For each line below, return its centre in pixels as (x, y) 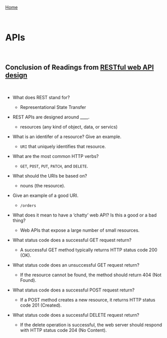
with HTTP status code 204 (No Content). (63, 330)
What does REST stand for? (41, 97)
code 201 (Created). (41, 305)
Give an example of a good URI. (45, 195)
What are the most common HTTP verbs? (56, 156)
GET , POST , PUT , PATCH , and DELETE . (54, 166)
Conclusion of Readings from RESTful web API (79, 68)
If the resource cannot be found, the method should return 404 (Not (91, 275)
